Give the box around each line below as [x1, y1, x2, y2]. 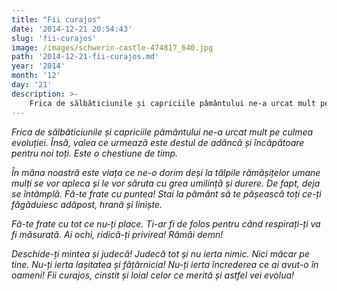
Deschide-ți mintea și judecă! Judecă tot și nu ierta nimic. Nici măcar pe [11, 247, 310, 260]
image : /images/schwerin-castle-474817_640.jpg [11, 42, 214, 53]
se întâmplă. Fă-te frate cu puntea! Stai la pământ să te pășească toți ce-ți [11, 187, 322, 200]
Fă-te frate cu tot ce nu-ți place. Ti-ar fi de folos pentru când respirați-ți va [11, 217, 321, 230]
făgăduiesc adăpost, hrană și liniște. [11, 198, 163, 210]
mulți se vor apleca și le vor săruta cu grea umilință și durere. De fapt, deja [11, 177, 321, 189]
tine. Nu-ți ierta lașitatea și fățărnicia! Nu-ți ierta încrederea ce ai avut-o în [11, 258, 319, 270]
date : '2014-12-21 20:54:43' [11, 24, 133, 34]
